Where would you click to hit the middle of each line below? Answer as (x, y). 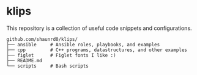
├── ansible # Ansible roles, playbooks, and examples (83, 45)
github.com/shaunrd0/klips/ (42, 39)
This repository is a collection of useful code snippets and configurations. (99, 28)
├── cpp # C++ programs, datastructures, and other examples (97, 50)
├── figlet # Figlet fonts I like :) (61, 55)
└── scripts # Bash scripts (47, 66)
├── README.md (24, 60)
